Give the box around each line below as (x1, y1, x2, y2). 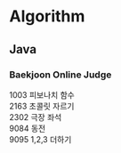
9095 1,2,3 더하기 (9, 133, 72, 144)
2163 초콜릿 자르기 (9, 101, 75, 111)
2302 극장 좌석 (9, 111, 62, 122)
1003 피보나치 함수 (9, 89, 76, 100)
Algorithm (9, 6, 85, 27)
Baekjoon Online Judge (9, 68, 112, 81)
